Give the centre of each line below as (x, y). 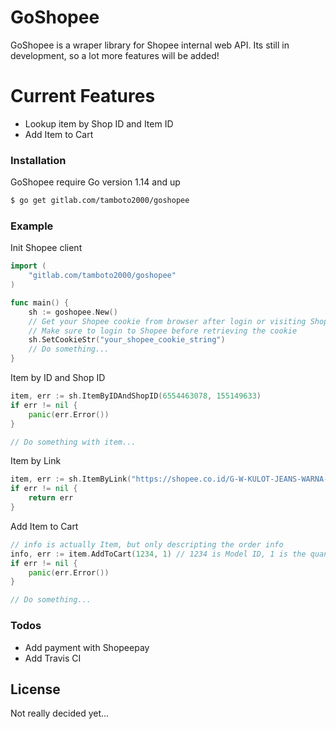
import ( (28, 266)
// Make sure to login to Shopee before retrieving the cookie (163, 331)
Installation (38, 160)
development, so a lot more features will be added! (115, 55)
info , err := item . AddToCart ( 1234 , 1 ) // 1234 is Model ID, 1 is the (158, 554)
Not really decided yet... (60, 713)
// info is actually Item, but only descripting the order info (147, 544)
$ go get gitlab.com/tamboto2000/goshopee (100, 201)
